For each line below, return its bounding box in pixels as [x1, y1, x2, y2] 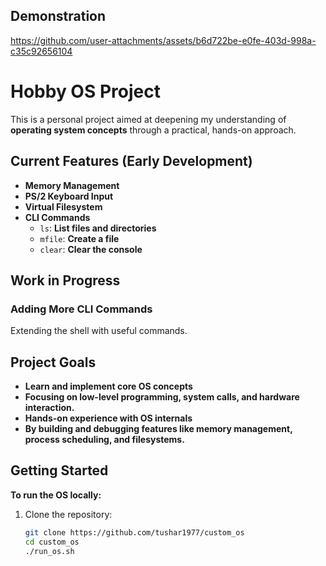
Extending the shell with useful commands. [10, 325, 188, 337]
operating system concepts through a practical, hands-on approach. [10, 124, 297, 136]
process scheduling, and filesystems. [24, 434, 185, 446]
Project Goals [10, 354, 97, 371]
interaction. [24, 402, 75, 414]
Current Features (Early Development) [10, 153, 253, 170]
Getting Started [10, 462, 109, 479]
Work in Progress [10, 272, 121, 289]
